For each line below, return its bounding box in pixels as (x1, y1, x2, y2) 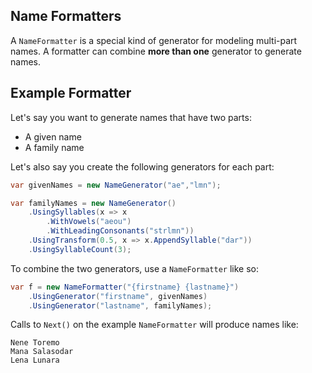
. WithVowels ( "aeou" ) (46, 217, 132, 227)
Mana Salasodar (10, 347, 74, 357)
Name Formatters (10, 8, 122, 25)
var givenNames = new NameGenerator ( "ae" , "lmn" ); (10, 180, 222, 190)
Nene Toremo (10, 338, 60, 348)
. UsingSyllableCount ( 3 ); (28, 244, 132, 254)
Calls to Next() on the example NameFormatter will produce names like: (10, 319, 299, 331)
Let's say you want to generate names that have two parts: (10, 111, 252, 123)
